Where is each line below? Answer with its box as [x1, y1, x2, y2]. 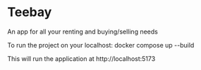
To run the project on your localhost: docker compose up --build [7, 41, 195, 49]
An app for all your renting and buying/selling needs [7, 27, 159, 36]
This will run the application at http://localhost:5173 [7, 54, 156, 63]
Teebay [7, 4, 52, 20]
